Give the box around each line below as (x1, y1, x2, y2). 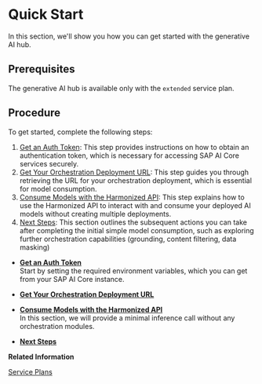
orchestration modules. (19, 321, 95, 331)
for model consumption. (19, 184, 97, 193)
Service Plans (8, 367, 53, 376)
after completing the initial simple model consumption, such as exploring (19, 225, 255, 235)
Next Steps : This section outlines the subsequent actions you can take (19, 218, 247, 227)
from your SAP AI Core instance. (19, 274, 125, 283)
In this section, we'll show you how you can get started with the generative (8, 31, 249, 41)
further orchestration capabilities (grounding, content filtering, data (19, 234, 237, 243)
